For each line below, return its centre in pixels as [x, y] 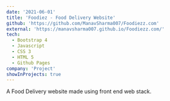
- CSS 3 [22, 52]
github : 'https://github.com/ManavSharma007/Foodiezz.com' [83, 23]
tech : [13, 35]
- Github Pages [31, 63]
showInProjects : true [34, 74]
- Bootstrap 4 [30, 40]
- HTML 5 [23, 57]
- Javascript [28, 46]
